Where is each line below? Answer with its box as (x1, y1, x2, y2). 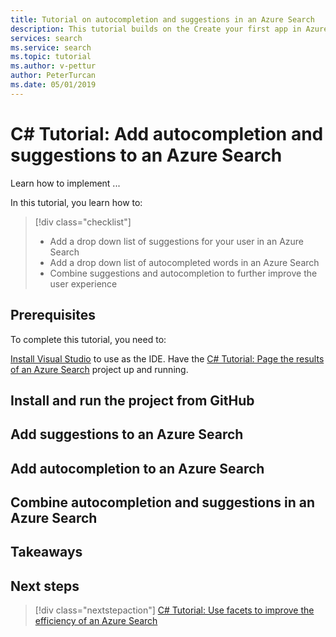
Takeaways (10, 544, 83, 561)
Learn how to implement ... (10, 177, 121, 189)
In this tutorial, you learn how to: (10, 196, 143, 208)
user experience (49, 277, 118, 290)
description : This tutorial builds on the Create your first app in (10, 24, 302, 34)
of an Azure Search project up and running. (10, 363, 189, 375)
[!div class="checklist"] (34, 216, 132, 228)
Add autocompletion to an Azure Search (10, 460, 265, 477)
